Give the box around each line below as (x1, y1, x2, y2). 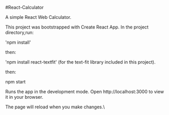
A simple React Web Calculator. (5, 14, 71, 20)
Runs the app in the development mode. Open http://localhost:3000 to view (5, 89, 164, 95)
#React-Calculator (5, 5, 44, 10)
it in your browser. (5, 94, 43, 100)
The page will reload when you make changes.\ (5, 104, 105, 110)
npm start (5, 79, 26, 84)
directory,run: (5, 30, 34, 35)
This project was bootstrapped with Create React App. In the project (5, 24, 149, 30)
